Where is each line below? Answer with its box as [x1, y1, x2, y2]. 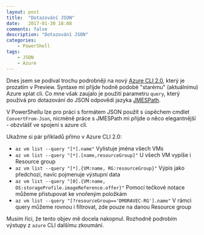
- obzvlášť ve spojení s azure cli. [6, 121, 88, 128]
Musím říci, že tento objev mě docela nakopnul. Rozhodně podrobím [6, 215, 177, 222]
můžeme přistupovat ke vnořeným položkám [15, 190, 127, 197]
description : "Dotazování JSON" [6, 32, 88, 38]
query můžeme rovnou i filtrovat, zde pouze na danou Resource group [15, 203, 192, 211]
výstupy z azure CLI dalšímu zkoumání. [6, 221, 105, 229]
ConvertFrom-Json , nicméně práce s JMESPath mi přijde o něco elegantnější [6, 114, 196, 122]
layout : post [6, 9, 40, 15]
